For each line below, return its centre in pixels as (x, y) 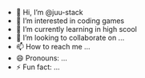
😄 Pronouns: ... (42, 58)
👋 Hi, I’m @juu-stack (49, 12)
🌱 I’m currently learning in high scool (77, 29)
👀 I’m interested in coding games (70, 21)
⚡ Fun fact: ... (38, 67)
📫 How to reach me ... (53, 47)
